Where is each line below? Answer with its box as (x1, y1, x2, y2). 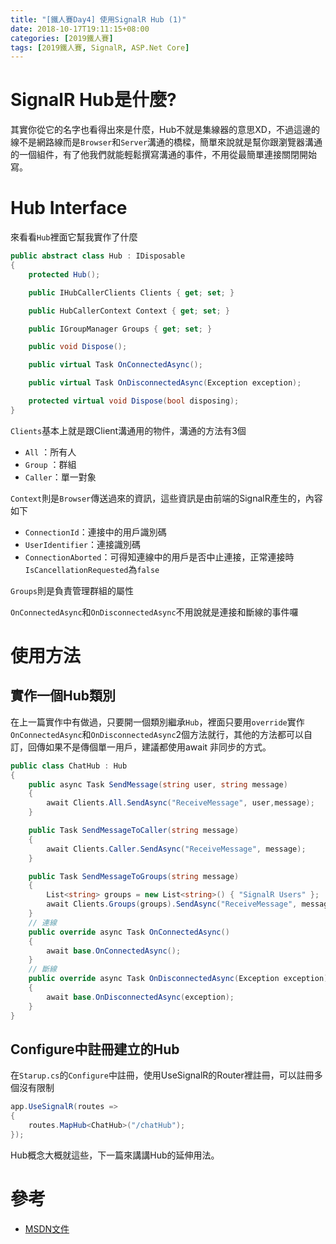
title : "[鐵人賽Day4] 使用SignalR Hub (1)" (10, 14, 187, 25)
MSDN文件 (24, 1222, 70, 1235)
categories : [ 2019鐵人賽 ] (10, 33, 114, 43)
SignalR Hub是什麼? (10, 89, 177, 111)
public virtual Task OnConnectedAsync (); (28, 360, 203, 370)
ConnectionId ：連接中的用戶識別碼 (24, 526, 167, 538)
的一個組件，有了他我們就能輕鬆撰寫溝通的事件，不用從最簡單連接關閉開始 (10, 149, 317, 161)
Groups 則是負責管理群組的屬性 (10, 584, 134, 596)
